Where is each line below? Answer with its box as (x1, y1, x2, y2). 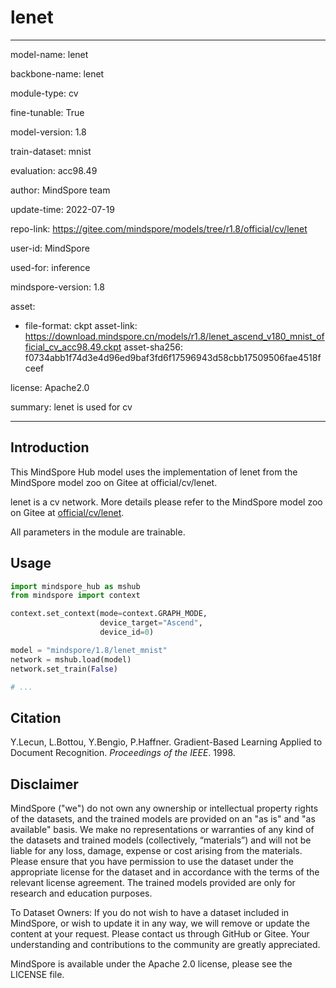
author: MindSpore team (10, 184, 111, 196)
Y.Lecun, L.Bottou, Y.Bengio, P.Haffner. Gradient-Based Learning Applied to (10, 736, 323, 748)
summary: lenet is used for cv (10, 401, 133, 413)
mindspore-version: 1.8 (10, 281, 106, 293)
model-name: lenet (10, 48, 89, 60)
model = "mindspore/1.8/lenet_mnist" (10, 645, 168, 655)
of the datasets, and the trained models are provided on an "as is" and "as (10, 813, 316, 825)
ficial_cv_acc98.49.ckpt (24, 341, 122, 353)
